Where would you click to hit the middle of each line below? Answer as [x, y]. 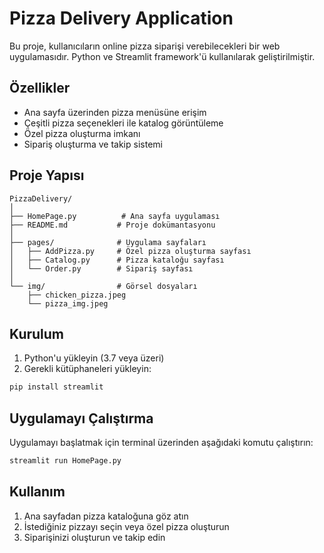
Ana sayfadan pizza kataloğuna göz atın [106, 516]
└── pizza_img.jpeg [68, 303]
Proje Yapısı [47, 175]
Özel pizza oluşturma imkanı [82, 133]
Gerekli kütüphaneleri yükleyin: [87, 369]
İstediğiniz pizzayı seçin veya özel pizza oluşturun [126, 526]
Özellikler [40, 88]
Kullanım [37, 492]
